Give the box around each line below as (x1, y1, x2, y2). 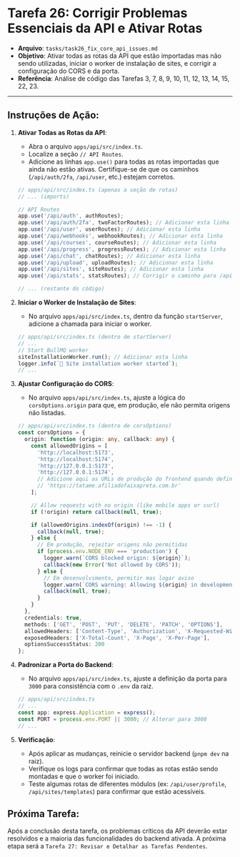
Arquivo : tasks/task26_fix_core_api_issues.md (17, 44, 159, 52)
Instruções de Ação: (7, 109, 100, 122)
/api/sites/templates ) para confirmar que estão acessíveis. (28, 787, 206, 796)
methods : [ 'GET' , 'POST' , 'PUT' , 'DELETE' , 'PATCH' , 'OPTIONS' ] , (24, 620, 224, 628)
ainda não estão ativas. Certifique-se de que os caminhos (28, 164, 199, 173)
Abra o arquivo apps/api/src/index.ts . (28, 142, 143, 151)
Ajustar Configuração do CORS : (17, 380, 114, 388)
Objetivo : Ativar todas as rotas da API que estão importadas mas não (17, 51, 221, 60)
